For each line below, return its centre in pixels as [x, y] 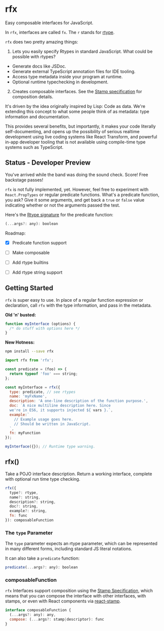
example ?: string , [28, 511]
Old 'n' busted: [21, 315]
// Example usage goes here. [44, 419]
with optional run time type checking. [43, 479]
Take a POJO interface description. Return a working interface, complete [79, 474]
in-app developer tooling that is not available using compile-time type [75, 142]
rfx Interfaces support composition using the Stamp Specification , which [79, 591]
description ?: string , [33, 502]
